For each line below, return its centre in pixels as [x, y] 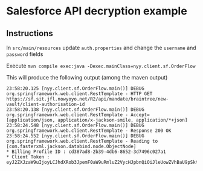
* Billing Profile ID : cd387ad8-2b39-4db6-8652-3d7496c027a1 [86, 152]
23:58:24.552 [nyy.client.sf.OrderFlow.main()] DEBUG [76, 136]
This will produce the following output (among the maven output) [87, 77]
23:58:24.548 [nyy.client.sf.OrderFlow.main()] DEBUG [76, 125]
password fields [25, 54]
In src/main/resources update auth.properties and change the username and [101, 48]
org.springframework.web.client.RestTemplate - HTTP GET [79, 94]
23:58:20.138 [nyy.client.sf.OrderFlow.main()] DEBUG [76, 110]
